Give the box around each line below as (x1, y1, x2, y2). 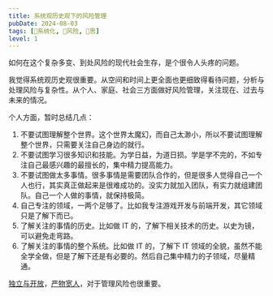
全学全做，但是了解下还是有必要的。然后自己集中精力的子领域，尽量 (19, 251, 249, 261)
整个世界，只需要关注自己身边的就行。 (19, 139, 149, 150)
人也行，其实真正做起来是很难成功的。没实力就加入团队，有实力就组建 (19, 180, 256, 191)
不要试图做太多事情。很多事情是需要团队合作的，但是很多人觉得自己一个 (19, 170, 262, 180)
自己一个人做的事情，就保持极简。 (34, 191, 149, 200)
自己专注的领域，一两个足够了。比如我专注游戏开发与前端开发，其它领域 (19, 200, 262, 211)
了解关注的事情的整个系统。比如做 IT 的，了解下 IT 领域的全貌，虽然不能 (19, 241, 262, 251)
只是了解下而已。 (19, 211, 78, 221)
